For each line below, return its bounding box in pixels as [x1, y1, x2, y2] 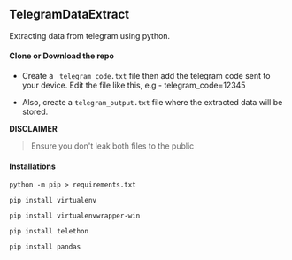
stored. [21, 106, 49, 118]
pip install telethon [9, 227, 89, 236]
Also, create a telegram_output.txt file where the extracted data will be [21, 97, 283, 108]
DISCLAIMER [9, 124, 58, 134]
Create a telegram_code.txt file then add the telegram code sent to [21, 71, 271, 81]
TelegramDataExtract [9, 7, 130, 22]
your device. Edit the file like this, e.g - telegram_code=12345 [21, 80, 246, 91]
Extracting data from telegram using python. [9, 30, 171, 41]
